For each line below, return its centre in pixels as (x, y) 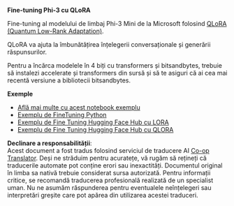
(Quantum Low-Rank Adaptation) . (56, 31)
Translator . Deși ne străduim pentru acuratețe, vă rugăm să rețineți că (107, 158)
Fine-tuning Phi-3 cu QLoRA (49, 10)
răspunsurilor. (27, 52)
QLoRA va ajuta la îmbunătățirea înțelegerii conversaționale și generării (109, 44)
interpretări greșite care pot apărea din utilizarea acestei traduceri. (103, 195)
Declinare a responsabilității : (50, 143)
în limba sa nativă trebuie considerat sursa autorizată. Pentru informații (109, 173)
